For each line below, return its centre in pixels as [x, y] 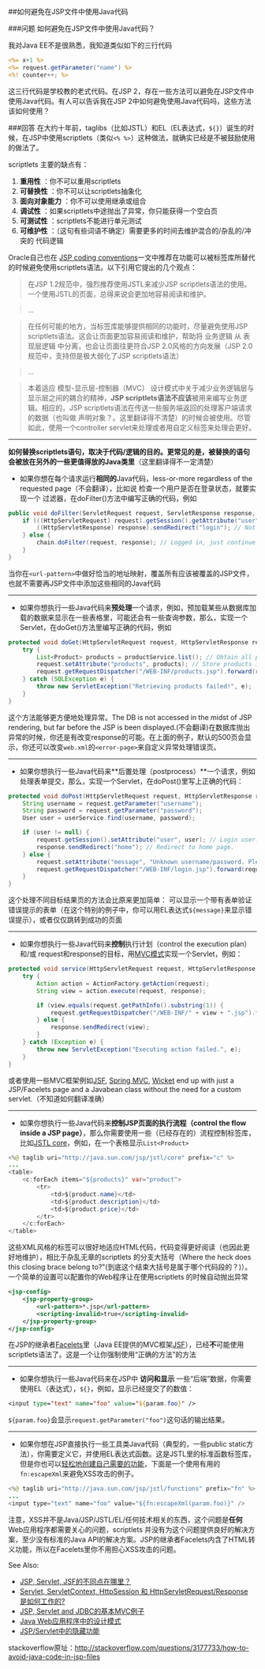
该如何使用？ [29, 111]
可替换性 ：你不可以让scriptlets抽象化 [80, 191]
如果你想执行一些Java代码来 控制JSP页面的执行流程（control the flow [133, 1123]
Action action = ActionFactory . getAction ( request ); [123, 984]
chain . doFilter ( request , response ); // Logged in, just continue [146, 543]
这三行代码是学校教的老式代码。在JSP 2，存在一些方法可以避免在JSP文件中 [131, 91]
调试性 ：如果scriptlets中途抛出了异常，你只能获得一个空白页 [119, 211]
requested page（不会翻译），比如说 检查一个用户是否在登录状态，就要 [134, 488]
